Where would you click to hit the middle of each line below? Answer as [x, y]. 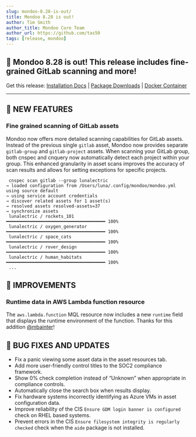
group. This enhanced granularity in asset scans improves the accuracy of [95, 164]
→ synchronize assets [32, 211]
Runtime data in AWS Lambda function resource [76, 301]
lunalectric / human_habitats [45, 257]
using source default [32, 190]
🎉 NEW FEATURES [39, 110]
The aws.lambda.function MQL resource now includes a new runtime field [94, 315]
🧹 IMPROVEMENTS [41, 285]
